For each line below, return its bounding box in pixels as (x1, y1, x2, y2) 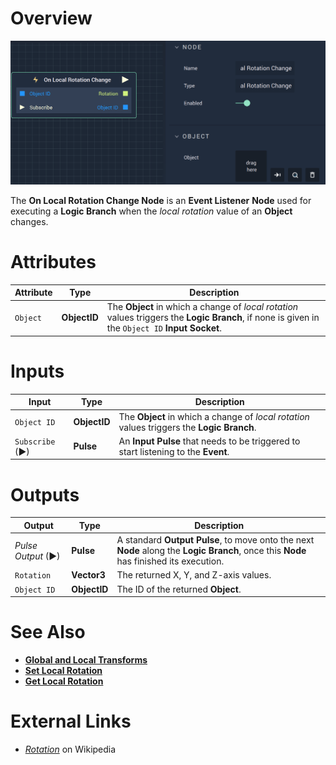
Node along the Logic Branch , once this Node (116, 545, 307, 557)
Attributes (10, 250, 97, 273)
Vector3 (71, 569, 106, 581)
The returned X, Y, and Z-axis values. (116, 569, 272, 581)
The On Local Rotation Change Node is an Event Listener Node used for (10, 194, 312, 206)
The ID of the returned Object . (116, 583, 242, 595)
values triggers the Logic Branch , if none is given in (106, 312, 320, 324)
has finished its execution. (116, 555, 225, 567)
